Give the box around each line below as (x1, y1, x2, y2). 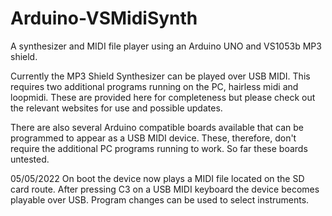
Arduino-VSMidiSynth (10, 7, 198, 30)
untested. (10, 153, 50, 165)
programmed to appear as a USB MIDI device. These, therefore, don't (10, 132, 297, 144)
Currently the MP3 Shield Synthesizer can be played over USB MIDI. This (10, 70, 311, 82)
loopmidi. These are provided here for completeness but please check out (10, 91, 316, 103)
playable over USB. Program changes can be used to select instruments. (10, 193, 310, 206)
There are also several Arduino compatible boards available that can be (10, 121, 304, 133)
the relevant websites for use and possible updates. (10, 102, 223, 114)
